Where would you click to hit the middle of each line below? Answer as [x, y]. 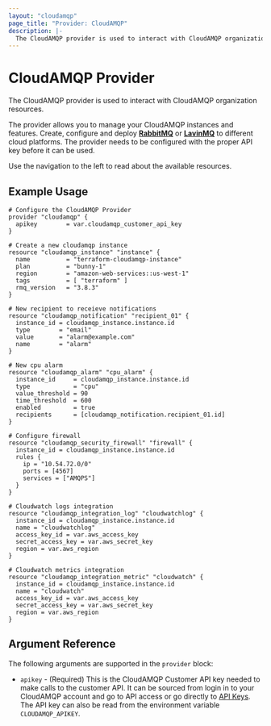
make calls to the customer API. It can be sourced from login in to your [137, 687]
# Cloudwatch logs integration [61, 507]
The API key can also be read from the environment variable [120, 705]
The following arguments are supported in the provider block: [111, 663]
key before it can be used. [52, 151]
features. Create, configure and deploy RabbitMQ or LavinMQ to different [131, 133]
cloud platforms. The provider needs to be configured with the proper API [130, 142]
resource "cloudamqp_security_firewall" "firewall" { [101, 443]
